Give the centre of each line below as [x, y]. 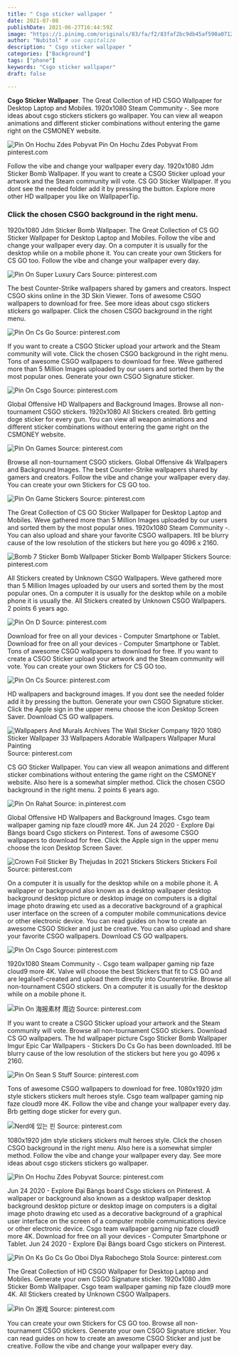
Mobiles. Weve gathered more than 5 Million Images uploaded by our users [117, 520]
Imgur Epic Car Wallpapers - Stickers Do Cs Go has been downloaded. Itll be [119, 1045]
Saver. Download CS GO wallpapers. [61, 716]
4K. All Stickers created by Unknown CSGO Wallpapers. [89, 1294]
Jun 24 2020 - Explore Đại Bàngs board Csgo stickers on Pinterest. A [109, 1190]
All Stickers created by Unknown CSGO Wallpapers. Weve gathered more [115, 578]
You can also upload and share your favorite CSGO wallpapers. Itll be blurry [118, 535]
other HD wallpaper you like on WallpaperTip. [74, 196]
